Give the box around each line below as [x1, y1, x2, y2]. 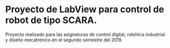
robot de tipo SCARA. [5, 14, 97, 26]
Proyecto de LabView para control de [5, 4, 164, 15]
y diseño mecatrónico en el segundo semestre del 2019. [5, 37, 123, 43]
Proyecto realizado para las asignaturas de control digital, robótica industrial [5, 31, 165, 37]
